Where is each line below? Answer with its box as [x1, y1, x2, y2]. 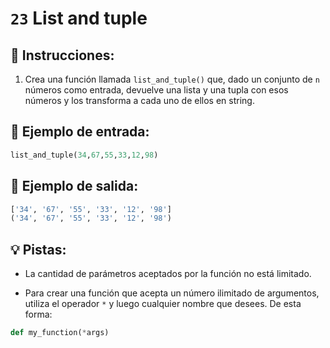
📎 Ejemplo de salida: [10, 178, 139, 195]
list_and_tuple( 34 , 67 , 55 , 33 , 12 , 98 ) [10, 150, 159, 160]
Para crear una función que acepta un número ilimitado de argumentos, [24, 287, 320, 299]
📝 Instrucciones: [10, 47, 115, 64]
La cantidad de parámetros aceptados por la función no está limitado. [24, 268, 312, 280]
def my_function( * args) [10, 328, 110, 338]
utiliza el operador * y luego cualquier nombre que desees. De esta [24, 298, 302, 310]
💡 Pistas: [10, 241, 67, 258]
